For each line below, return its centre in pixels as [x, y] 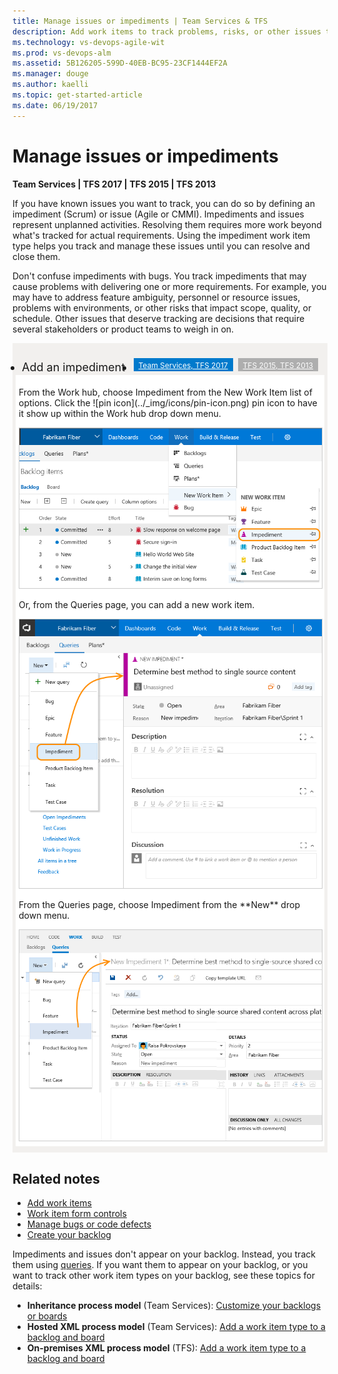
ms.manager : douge [50, 74]
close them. [36, 256]
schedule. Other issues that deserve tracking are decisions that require [158, 318]
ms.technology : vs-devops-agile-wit [88, 42]
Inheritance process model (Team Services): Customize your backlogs [174, 1306]
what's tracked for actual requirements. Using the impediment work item [161, 235]
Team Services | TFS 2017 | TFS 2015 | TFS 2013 [114, 184]
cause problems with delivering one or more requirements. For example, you [169, 286]
